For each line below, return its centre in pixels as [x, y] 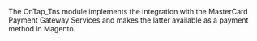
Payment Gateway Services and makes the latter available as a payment [128, 20]
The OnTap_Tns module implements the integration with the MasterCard [128, 12]
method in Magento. [42, 29]
